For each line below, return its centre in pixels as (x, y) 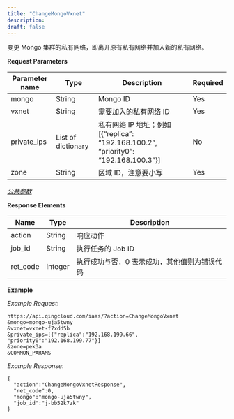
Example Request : (33, 304)
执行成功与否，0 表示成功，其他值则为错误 (146, 262)
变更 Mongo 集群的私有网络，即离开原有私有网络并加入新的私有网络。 (108, 47)
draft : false (26, 27)
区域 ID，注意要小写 (131, 173)
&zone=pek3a (24, 347)
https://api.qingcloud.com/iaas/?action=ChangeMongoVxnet (93, 316)
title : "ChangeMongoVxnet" (46, 14)
